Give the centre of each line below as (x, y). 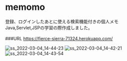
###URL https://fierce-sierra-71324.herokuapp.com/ (59, 38)
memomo (25, 7)
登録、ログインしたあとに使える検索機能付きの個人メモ (62, 21)
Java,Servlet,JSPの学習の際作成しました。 (49, 28)
